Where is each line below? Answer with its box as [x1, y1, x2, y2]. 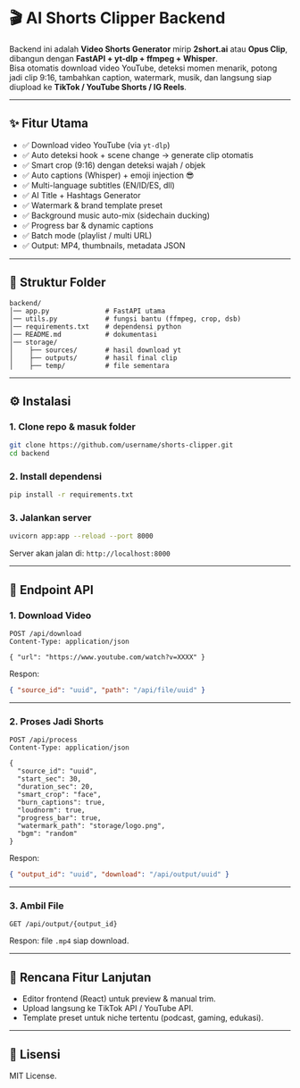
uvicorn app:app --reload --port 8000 [9, 531, 154, 541]
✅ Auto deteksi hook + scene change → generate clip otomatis [21, 149, 254, 160]
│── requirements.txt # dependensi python [9, 322, 181, 331]
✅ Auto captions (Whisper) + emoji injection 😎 [21, 170, 195, 180]
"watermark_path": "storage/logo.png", [17, 822, 166, 831]
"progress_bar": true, [17, 814, 102, 823]
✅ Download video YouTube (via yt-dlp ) [21, 139, 171, 150]
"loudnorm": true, [17, 806, 87, 815]
